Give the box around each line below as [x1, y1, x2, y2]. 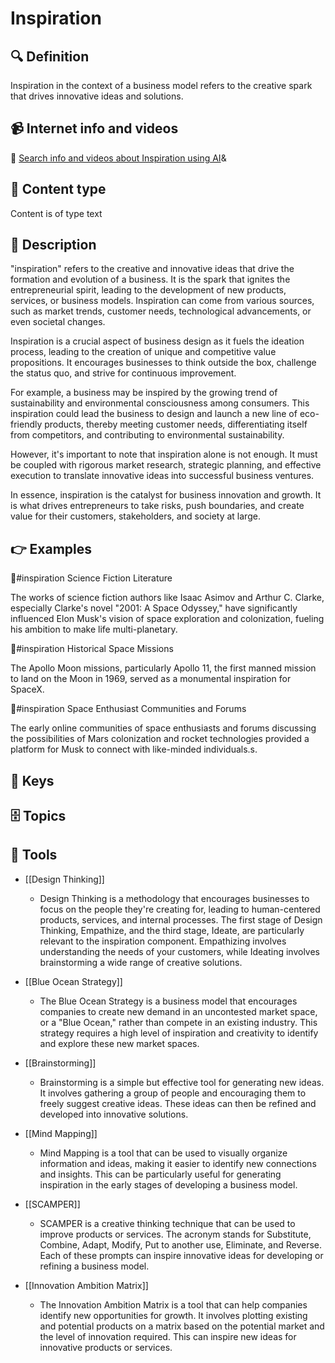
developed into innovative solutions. [39, 1108, 189, 1120]
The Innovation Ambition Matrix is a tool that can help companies [39, 1298, 308, 1311]
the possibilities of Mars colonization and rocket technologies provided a [10, 733, 310, 745]
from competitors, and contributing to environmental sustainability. [10, 429, 285, 441]
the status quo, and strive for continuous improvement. [10, 367, 237, 379]
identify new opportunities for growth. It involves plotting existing [39, 1309, 308, 1321]
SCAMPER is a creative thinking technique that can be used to [39, 1217, 296, 1229]
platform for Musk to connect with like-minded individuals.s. [10, 743, 258, 756]
